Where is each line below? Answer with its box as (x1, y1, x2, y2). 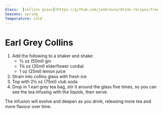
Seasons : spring (5, 12, 38, 16)
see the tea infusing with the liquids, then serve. (12, 89, 108, 95)
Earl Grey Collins (5, 37, 74, 48)
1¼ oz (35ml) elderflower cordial (19, 64, 84, 69)
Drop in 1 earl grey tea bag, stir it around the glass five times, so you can (12, 84, 157, 90)
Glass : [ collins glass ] (5, 7, 55, 12)
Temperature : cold (5, 16, 42, 21)
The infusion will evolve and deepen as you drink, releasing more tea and (5, 98, 151, 104)
